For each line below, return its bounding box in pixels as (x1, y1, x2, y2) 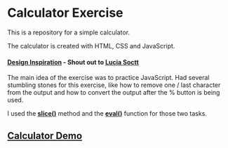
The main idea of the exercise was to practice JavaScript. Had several (7, 74, 210, 82)
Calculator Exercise (7, 5, 124, 21)
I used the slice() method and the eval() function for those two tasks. (7, 109, 207, 118)
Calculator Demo (7, 130, 83, 142)
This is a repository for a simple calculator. (7, 28, 130, 36)
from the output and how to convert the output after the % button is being (7, 88, 220, 97)
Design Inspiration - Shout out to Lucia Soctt (7, 58, 139, 66)
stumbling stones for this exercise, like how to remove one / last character (7, 81, 221, 89)
